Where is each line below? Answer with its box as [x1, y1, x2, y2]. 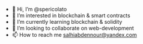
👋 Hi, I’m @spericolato [11, 6, 67, 12]
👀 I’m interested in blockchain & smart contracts [11, 12, 130, 19]
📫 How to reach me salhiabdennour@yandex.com [11, 32, 137, 38]
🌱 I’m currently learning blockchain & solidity [11, 18, 123, 25]
